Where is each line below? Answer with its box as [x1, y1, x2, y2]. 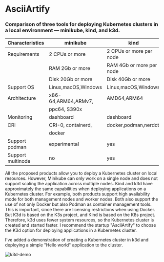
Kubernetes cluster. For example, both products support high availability [5, 191, 150, 197]
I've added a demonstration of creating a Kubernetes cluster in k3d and [5, 237, 149, 243]
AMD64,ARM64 [106, 95, 143, 102]
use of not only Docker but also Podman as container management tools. [5, 201, 152, 207]
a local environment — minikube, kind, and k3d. [5, 27, 121, 34]
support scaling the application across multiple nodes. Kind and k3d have [5, 181, 153, 187]
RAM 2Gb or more [48, 65, 90, 72]
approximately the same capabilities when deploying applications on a [5, 186, 146, 192]
